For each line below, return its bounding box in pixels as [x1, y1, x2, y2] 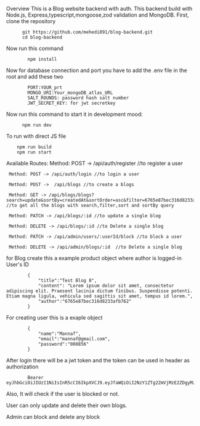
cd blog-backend [21, 35, 62, 40]
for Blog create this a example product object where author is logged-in [6, 255, 182, 261]
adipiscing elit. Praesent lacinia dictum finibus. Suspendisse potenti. [6, 288, 193, 294]
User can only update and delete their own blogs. [6, 402, 127, 409]
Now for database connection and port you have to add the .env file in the [6, 67, 187, 74]
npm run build [17, 144, 52, 150]
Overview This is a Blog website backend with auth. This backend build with [6, 5, 193, 12]
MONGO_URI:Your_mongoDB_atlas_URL [27, 90, 113, 96]
